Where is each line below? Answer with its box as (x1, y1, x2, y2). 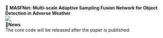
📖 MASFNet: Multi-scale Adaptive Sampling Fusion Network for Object (5, 5, 158, 11)
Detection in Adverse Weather (5, 10, 71, 16)
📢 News (5, 22, 21, 27)
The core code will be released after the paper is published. (5, 27, 131, 33)
